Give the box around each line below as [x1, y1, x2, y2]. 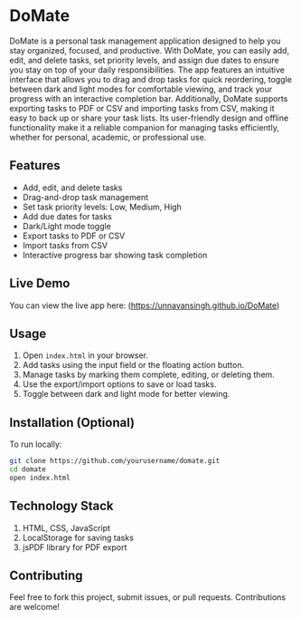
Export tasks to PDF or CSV [22, 230, 126, 241]
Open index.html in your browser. [22, 350, 149, 361]
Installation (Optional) [9, 414, 136, 430]
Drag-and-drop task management [22, 191, 149, 202]
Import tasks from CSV [22, 239, 108, 250]
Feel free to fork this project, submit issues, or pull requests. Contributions [9, 592, 287, 603]
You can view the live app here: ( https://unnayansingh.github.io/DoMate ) [9, 300, 280, 311]
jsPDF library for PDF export [22, 541, 127, 553]
